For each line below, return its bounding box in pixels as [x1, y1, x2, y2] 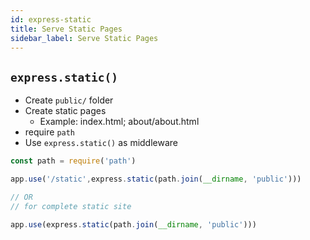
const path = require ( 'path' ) [10, 156, 137, 166]
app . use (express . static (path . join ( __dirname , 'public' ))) [10, 219, 257, 230]
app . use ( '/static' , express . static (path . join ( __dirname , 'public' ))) [10, 174, 302, 185]
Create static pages [24, 105, 107, 117]
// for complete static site [10, 201, 132, 211]
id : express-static [10, 14, 92, 25]
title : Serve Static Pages [10, 24, 123, 34]
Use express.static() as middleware [24, 137, 179, 149]
